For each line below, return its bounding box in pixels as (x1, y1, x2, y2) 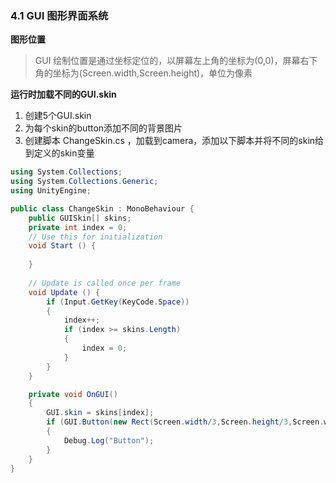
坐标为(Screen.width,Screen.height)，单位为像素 (52, 67, 253, 79)
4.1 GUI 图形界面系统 (10, 8, 109, 22)
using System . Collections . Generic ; (10, 177, 159, 187)
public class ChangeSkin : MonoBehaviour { (10, 203, 195, 214)
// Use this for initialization (28, 232, 163, 242)
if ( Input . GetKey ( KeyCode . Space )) (46, 297, 190, 307)
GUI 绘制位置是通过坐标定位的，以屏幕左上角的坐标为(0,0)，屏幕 (34, 55, 301, 67)
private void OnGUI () (28, 389, 118, 399)
